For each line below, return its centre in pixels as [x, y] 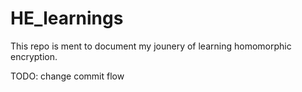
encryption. [34, 56]
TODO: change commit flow [67, 76]
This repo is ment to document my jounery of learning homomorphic [151, 46]
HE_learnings [67, 18]
